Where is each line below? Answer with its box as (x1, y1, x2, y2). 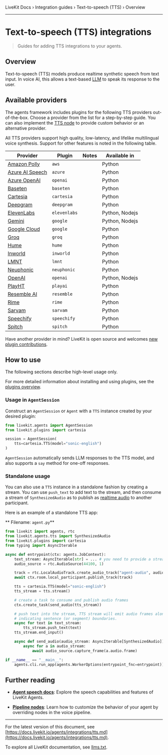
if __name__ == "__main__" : (5, 657, 64, 662)
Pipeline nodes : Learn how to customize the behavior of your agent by (12, 704, 158, 710)
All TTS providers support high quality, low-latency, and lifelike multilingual (5, 135, 159, 141)
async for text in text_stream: (14, 620, 81, 626)
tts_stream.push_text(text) (23, 625, 81, 630)
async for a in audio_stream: (23, 643, 86, 648)
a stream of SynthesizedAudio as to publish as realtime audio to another (5, 495, 152, 501)
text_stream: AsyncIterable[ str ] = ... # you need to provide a (14, 556, 151, 562)
